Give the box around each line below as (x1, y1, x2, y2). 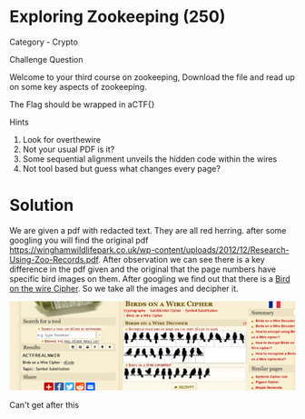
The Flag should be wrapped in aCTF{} (9, 98, 155, 110)
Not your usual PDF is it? (22, 144, 115, 155)
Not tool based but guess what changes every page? (22, 163, 221, 174)
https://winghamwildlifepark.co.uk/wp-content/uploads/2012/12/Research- (9, 244, 290, 255)
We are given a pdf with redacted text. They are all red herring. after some (9, 224, 287, 235)
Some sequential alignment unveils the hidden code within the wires (22, 153, 278, 165)
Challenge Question (9, 54, 84, 65)
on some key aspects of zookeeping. (9, 81, 147, 92)
